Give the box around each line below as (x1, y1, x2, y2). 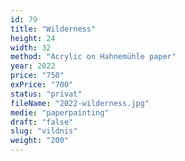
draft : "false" (10, 117, 74, 127)
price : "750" (10, 71, 65, 81)
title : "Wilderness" (10, 24, 97, 34)
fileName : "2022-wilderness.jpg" (10, 98, 150, 108)
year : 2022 (10, 61, 56, 71)
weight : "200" (10, 136, 70, 146)
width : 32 (10, 42, 52, 53)
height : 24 (10, 33, 56, 43)
